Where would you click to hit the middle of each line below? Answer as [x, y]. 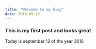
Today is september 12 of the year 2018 [44, 41]
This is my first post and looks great [48, 31]
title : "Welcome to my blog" [34, 9]
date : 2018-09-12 [23, 14]
